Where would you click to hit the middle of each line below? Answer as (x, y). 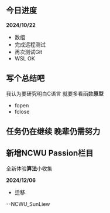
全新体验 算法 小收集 (29, 168)
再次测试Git (28, 52)
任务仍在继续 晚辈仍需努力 (53, 132)
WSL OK (25, 58)
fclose (22, 111)
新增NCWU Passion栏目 (50, 153)
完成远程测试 (30, 44)
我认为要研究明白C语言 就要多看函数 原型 (55, 93)
